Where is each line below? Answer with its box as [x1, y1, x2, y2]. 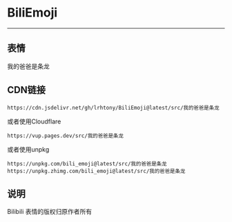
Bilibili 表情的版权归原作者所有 [7, 208, 93, 216]
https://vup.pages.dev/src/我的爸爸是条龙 [7, 132, 124, 139]
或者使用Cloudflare [7, 117, 61, 125]
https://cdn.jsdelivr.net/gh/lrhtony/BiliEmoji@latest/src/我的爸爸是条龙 [7, 104, 220, 111]
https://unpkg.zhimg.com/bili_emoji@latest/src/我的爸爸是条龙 [7, 168, 186, 174]
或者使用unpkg [7, 145, 50, 153]
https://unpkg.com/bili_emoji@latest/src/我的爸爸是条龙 [7, 160, 167, 167]
